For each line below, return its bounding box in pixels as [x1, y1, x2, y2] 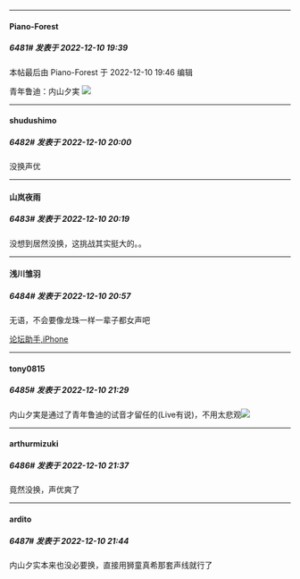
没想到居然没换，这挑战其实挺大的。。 [9, 238, 146, 249]
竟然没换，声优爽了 [9, 484, 80, 495]
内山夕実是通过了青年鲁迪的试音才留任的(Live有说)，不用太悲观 [9, 409, 242, 420]
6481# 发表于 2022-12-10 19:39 [9, 42, 129, 54]
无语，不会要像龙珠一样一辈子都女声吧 [9, 315, 150, 326]
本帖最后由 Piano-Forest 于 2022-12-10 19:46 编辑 [9, 66, 194, 77]
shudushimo [9, 115, 57, 126]
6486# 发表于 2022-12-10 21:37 [9, 460, 129, 471]
